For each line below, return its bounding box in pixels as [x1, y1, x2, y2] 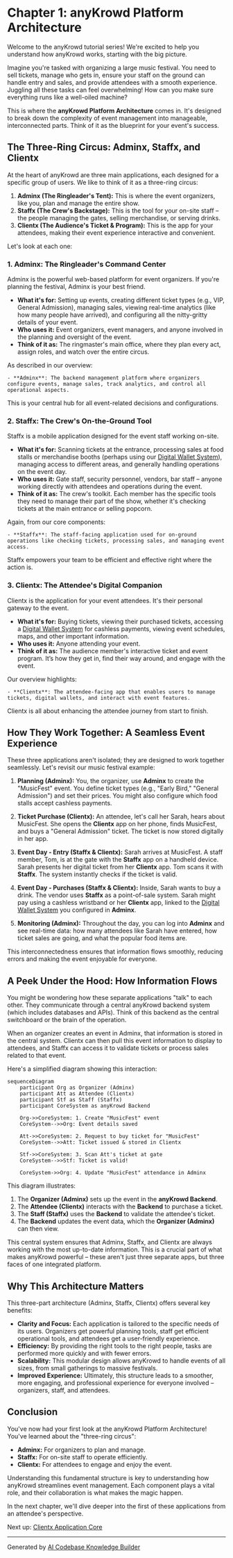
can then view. [17, 1224, 59, 1233]
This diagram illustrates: [7, 1181, 76, 1190]
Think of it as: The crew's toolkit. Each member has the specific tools [17, 490, 216, 498]
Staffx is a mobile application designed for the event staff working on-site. [7, 432, 219, 441]
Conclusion [7, 1406, 58, 1418]
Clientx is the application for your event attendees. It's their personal [7, 596, 203, 605]
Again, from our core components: [7, 518, 106, 526]
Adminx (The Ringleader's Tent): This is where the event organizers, [17, 191, 216, 199]
